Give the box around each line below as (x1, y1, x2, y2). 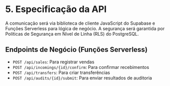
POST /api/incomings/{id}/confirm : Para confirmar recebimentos (12, 64, 150, 70)
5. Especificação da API (5, 4, 107, 15)
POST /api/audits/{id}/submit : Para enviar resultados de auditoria (12, 74, 152, 81)
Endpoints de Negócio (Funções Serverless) (5, 45, 148, 54)
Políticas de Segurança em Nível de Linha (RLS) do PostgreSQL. (5, 31, 139, 37)
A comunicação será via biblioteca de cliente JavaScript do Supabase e (5, 20, 156, 26)
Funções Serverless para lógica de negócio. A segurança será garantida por (5, 25, 165, 31)
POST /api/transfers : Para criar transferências (12, 69, 110, 75)
